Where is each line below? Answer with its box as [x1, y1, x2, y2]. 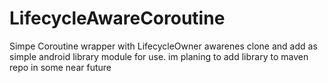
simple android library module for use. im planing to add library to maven [9, 50, 309, 62]
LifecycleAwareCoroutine [9, 7, 226, 30]
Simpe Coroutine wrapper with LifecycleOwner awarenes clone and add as [9, 40, 318, 52]
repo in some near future [9, 61, 112, 73]
